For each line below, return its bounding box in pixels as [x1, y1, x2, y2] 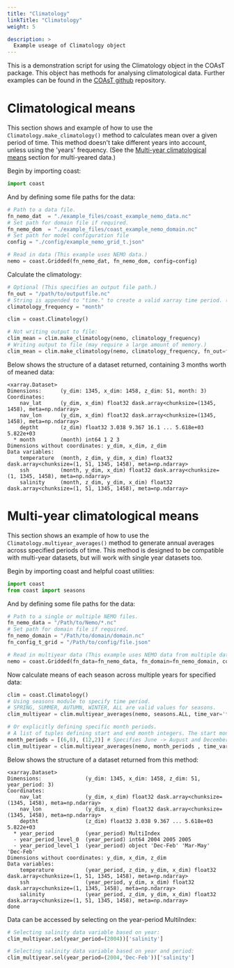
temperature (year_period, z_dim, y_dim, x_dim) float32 [19, 866, 217, 873]
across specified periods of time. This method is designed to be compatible [7, 546, 224, 554]
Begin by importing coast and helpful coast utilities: [7, 567, 155, 575]
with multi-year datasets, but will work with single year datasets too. [7, 553, 203, 562]
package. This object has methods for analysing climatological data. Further [7, 69, 225, 77]
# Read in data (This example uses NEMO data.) [7, 252, 148, 259]
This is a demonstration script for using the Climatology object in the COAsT [7, 61, 225, 70]
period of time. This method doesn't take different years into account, [7, 139, 207, 147]
